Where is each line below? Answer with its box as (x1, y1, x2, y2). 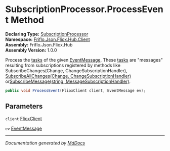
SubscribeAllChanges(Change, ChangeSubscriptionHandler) (5, 73, 132, 79)
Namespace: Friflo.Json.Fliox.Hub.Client (5, 36, 90, 42)
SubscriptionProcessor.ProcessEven (5, 4, 163, 15)
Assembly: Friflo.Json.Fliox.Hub (5, 41, 73, 47)
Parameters (5, 102, 43, 111)
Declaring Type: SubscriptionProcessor (5, 31, 89, 37)
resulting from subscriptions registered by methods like (5, 62, 120, 68)
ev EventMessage (5, 125, 42, 131)
